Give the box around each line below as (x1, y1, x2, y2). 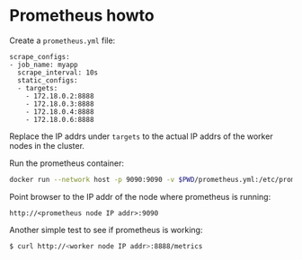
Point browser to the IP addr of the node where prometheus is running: (9, 191, 271, 202)
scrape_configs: (9, 52, 70, 61)
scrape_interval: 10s (17, 68, 99, 77)
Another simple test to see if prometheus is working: (9, 224, 203, 235)
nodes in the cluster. (9, 140, 85, 151)
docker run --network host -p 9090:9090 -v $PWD (9, 175, 195, 184)
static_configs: (17, 75, 78, 85)
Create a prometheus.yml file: (9, 35, 116, 46)
